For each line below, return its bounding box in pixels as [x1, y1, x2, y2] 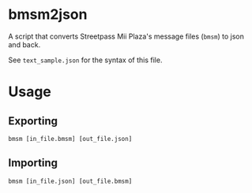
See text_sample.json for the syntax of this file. [8, 55, 163, 65]
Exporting [8, 114, 58, 128]
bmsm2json [8, 6, 88, 24]
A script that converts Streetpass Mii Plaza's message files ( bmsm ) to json [8, 32, 245, 41]
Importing [8, 156, 58, 170]
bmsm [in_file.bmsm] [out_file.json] [8, 135, 133, 143]
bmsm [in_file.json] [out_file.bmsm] [8, 177, 133, 185]
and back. [8, 39, 41, 49]
